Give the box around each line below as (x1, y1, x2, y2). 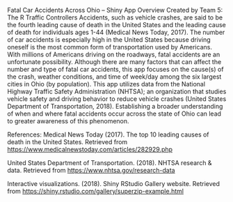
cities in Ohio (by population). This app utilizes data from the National (7, 80, 206, 88)
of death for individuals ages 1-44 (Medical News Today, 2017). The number (7, 28, 225, 36)
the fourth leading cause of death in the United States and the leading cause (7, 21, 226, 29)
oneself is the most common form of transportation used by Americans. (7, 43, 212, 51)
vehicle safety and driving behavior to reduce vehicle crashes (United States (7, 95, 227, 103)
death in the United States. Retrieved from (7, 138, 128, 146)
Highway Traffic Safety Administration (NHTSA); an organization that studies (7, 87, 227, 95)
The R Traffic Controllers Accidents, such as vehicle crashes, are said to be (7, 13, 223, 22)
